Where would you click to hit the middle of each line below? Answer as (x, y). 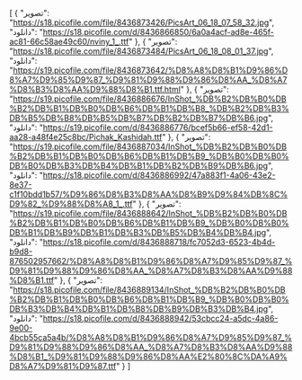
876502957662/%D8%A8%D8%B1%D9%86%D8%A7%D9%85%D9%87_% (151, 261)
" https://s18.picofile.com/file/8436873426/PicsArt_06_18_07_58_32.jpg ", (142, 22)
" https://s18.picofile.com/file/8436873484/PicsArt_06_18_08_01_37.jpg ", (142, 51)
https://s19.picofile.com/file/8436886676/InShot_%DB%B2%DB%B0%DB (150, 99)
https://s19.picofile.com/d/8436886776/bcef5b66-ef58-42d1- (158, 128)
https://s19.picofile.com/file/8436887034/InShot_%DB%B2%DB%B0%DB (150, 146)
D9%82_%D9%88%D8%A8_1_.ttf (71, 204)
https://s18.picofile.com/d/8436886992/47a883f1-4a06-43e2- (159, 175)
